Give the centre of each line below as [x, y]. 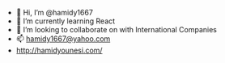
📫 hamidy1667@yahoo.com [63, 39]
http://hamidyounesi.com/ [59, 50]
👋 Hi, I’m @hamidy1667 [54, 13]
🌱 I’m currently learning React [66, 21]
